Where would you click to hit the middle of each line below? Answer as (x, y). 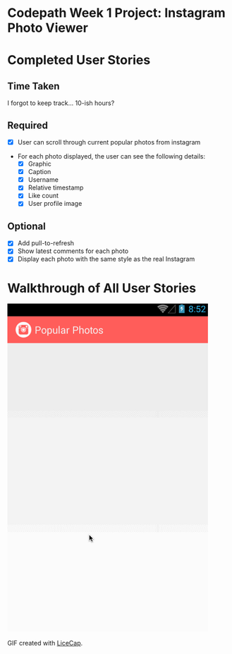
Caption (39, 172)
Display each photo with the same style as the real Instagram (106, 259)
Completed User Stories (79, 60)
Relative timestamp (56, 187)
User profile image (55, 204)
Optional (26, 226)
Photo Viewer (48, 28)
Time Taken (33, 86)
